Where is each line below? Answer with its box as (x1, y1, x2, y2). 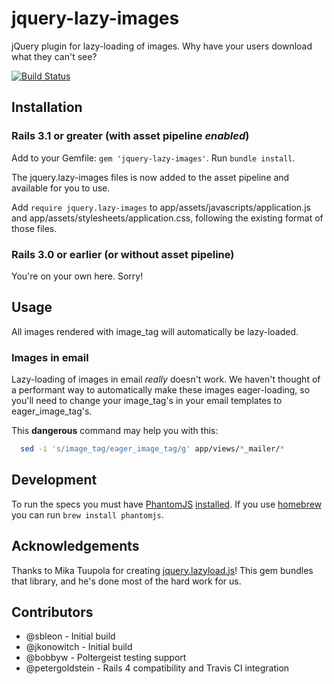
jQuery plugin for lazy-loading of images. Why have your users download (11, 40, 313, 52)
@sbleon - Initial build (25, 630, 116, 642)
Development (11, 472, 98, 489)
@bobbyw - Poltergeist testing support (25, 652, 187, 664)
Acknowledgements (11, 538, 140, 555)
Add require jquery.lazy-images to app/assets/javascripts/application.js (11, 201, 311, 213)
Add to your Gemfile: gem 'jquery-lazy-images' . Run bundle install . (11, 152, 296, 164)
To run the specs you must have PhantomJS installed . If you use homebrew (11, 498, 323, 510)
